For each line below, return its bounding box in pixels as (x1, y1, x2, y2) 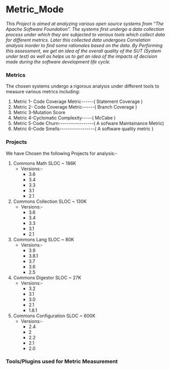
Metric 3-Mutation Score (13, 109, 66, 116)
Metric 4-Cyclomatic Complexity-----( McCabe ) (13, 115, 116, 121)
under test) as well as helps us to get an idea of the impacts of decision (6, 53, 158, 59)
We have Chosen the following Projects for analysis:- (6, 150, 118, 156)
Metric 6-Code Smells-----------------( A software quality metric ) (13, 126, 154, 132)
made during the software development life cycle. (6, 58, 111, 65)
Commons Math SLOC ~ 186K (13, 160, 76, 166)
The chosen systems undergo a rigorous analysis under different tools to (6, 83, 159, 89)
